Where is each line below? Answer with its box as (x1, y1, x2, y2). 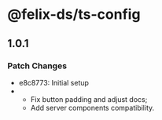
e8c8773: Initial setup (18, 78, 90, 87)
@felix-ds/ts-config (7, 5, 141, 24)
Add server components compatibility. (30, 103, 155, 112)
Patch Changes (7, 60, 68, 71)
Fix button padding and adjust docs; (30, 94, 148, 104)
